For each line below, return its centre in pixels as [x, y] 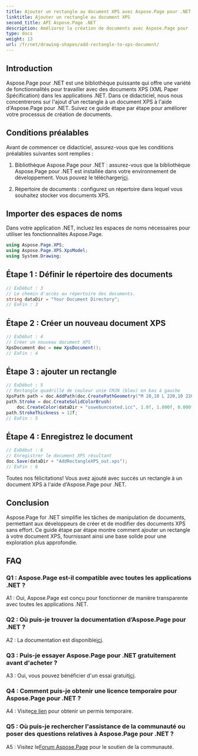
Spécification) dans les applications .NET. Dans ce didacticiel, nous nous [95, 95]
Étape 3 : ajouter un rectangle [61, 371]
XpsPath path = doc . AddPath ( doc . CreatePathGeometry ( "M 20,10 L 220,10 [95, 396]
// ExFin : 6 [22, 467]
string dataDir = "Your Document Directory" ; [63, 299]
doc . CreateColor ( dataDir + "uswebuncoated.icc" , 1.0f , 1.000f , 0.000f [105, 407]
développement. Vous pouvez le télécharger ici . [72, 177]
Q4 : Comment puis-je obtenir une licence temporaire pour [92, 691]
